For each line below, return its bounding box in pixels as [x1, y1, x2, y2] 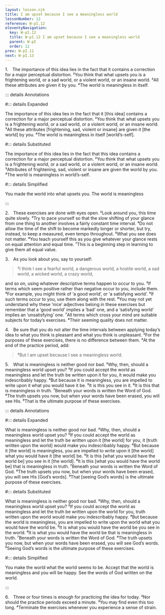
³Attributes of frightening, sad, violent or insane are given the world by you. [5, 167, 158, 172]
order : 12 [9, 44, 30, 49]
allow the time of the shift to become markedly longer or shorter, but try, [5, 226, 152, 232]
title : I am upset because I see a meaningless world [5, 12, 118, 17]
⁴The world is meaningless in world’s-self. [5, 172, 90, 178]
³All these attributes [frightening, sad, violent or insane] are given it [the [5, 127, 151, 133]
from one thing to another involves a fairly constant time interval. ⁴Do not [5, 220, 153, 227]
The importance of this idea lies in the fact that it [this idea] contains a [5, 111, 147, 117]
